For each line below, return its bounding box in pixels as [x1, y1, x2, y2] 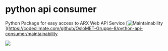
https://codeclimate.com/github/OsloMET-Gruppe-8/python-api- [8, 25, 143, 31]
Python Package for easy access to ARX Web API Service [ [5, 20, 128, 26]
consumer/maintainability [5, 30, 58, 36]
